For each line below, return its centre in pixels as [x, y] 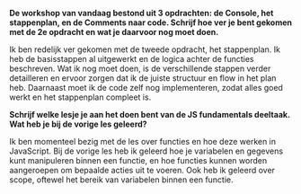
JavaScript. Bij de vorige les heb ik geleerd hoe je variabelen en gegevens [146, 151]
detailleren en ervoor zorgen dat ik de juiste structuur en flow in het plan [143, 78]
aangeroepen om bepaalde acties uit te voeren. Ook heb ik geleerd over [142, 170]
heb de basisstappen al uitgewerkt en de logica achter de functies [132, 59]
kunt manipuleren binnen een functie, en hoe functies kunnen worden [138, 160]
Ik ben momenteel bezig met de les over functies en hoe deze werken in [143, 141]
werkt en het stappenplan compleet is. [80, 97]
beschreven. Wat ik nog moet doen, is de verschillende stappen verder [140, 68]
